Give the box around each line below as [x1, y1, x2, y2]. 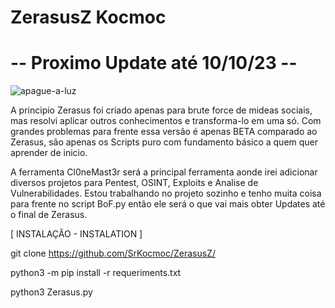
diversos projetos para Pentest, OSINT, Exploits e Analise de [10, 177, 259, 189]
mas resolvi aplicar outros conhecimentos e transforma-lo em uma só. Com [10, 115, 322, 127]
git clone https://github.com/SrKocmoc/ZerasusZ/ [10, 247, 217, 260]
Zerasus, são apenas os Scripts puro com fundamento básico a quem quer [10, 136, 319, 148]
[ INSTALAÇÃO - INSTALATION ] [10, 228, 143, 240]
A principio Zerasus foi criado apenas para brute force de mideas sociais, [10, 104, 313, 116]
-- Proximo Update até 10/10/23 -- [10, 52, 298, 75]
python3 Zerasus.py [10, 286, 93, 298]
